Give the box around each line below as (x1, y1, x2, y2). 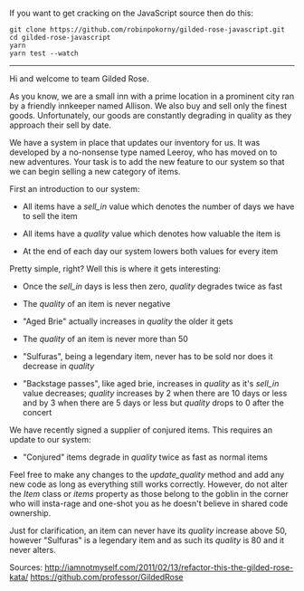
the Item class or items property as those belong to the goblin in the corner (9, 489, 290, 499)
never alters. (9, 545, 56, 555)
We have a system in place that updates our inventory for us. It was (9, 138, 261, 148)
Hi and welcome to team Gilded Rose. (9, 73, 149, 84)
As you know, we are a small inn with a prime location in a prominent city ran (9, 91, 295, 101)
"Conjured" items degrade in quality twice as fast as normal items (22, 452, 269, 462)
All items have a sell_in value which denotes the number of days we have (22, 201, 295, 212)
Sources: (9, 562, 43, 573)
